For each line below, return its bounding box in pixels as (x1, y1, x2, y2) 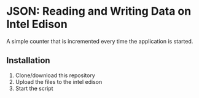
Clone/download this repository (15, 72, 95, 79)
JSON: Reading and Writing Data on (6, 4, 192, 18)
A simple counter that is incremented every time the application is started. (6, 37, 193, 45)
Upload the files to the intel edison (15, 78, 103, 85)
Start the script (15, 85, 53, 92)
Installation (6, 55, 50, 66)
